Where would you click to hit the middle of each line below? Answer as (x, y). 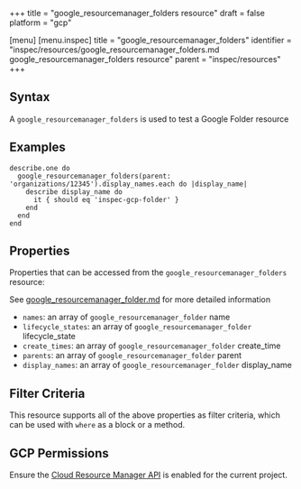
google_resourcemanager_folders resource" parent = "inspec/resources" (145, 59)
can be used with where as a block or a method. (97, 425)
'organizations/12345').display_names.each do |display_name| (128, 184)
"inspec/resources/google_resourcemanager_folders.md (114, 50)
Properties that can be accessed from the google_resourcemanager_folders (148, 272)
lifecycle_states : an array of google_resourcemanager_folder (137, 327)
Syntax (30, 97)
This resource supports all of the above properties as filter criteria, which (145, 415)
